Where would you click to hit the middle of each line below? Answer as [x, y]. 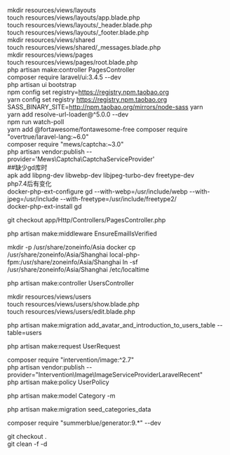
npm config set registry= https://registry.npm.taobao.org [88, 92]
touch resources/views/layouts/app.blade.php [74, 18]
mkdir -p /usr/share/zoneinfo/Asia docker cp [72, 247]
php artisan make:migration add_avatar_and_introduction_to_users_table [111, 325]
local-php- [125, 254]
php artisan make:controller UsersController [71, 283]
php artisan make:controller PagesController [71, 70]
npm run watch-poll [36, 122]
